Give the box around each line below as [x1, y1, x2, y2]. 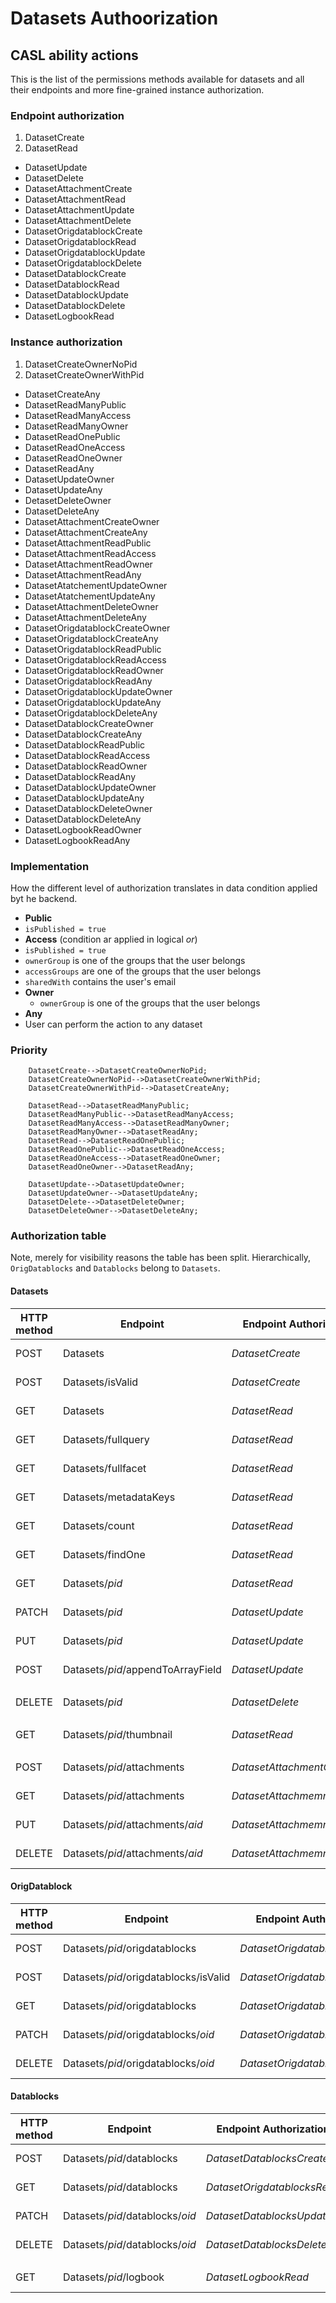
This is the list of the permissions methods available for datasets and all [10, 73, 305, 85]
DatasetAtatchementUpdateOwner [24, 579, 168, 591]
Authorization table [10, 1229, 107, 1243]
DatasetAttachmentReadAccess [24, 547, 157, 559]
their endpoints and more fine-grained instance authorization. [10, 84, 265, 96]
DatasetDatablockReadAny [24, 770, 137, 782]
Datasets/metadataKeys [62, 1490, 176, 1504]
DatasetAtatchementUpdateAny [24, 590, 156, 602]
